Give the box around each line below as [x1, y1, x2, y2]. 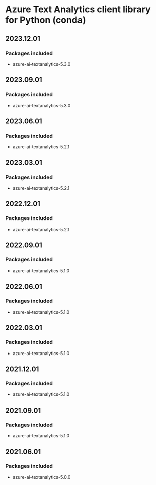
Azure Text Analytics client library [5, 4, 151, 15]
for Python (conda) [5, 14, 87, 26]
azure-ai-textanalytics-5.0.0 [12, 474, 71, 480]
